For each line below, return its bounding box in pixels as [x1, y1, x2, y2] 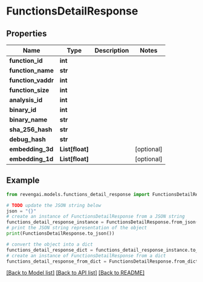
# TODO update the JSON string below [6, 202, 101, 208]
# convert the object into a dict [6, 241, 94, 248]
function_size [9, 86, 50, 94]
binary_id [9, 106, 37, 114]
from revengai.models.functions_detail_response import [6, 191, 150, 197]
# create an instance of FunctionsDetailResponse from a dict [6, 252, 166, 258]
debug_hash [9, 135, 47, 143]
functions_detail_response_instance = [6, 219, 104, 225]
